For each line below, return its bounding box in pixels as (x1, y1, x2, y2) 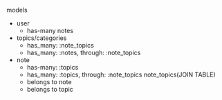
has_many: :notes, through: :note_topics (26, 48, 141, 57)
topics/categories (16, 34, 67, 42)
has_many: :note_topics (26, 41, 94, 49)
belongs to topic (26, 86, 73, 93)
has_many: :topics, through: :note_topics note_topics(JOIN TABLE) (26, 70, 216, 79)
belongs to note (26, 78, 72, 86)
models (6, 6, 28, 14)
